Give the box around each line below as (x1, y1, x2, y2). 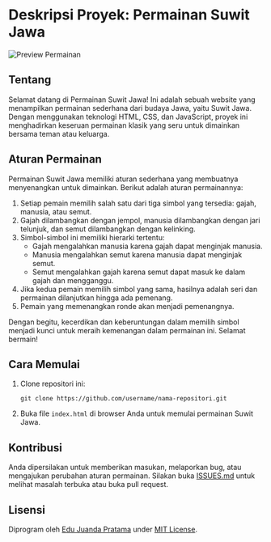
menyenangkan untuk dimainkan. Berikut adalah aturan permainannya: (8, 182, 243, 192)
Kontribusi (8, 441, 63, 455)
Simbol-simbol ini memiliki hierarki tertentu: (19, 232, 165, 242)
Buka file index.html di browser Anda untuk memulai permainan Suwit (19, 409, 253, 418)
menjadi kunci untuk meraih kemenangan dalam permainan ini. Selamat (8, 325, 246, 335)
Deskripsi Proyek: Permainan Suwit (8, 6, 251, 24)
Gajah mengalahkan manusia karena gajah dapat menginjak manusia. (32, 241, 263, 251)
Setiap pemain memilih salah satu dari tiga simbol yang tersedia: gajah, (19, 198, 257, 208)
